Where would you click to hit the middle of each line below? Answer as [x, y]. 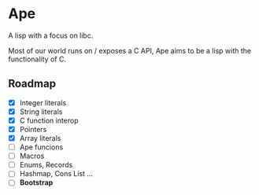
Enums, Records [46, 165]
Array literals [40, 138]
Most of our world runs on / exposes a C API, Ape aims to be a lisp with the [130, 50]
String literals [41, 112]
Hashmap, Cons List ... [56, 174]
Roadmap [32, 84]
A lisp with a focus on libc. [51, 35]
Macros [32, 156]
